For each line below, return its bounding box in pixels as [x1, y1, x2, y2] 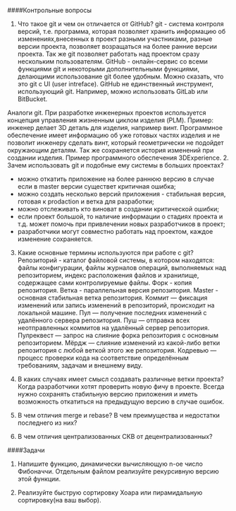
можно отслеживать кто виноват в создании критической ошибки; [17, 205, 220, 213]
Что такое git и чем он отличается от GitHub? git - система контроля [17, 20, 224, 28]
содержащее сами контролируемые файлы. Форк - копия [17, 278, 192, 287]
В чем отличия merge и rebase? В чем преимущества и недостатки [17, 411, 220, 419]
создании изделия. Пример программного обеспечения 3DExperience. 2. [7, 153, 229, 162]
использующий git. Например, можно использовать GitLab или [17, 88, 208, 95]
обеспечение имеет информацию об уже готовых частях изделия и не [7, 131, 221, 139]
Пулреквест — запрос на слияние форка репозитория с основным [17, 331, 218, 339]
